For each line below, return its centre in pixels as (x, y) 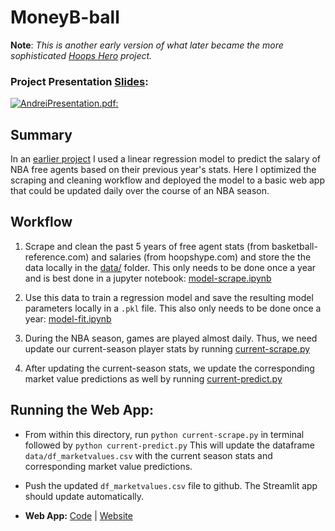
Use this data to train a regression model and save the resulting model (169, 297)
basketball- (294, 246)
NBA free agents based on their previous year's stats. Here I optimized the (163, 170)
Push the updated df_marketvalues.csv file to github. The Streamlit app (171, 485)
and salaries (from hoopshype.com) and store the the (201, 257)
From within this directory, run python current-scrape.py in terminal (164, 434)
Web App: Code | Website (78, 515)
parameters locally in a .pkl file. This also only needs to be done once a (173, 308)
